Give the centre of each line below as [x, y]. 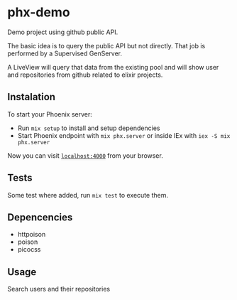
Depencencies [40, 217]
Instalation [31, 97]
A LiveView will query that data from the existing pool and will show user [113, 67]
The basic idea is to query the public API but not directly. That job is [106, 45]
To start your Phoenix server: [50, 114]
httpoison [32, 235]
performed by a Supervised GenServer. [65, 53]
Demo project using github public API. [63, 32]
